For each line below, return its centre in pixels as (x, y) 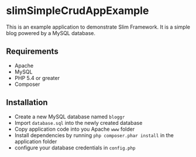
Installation (27, 102)
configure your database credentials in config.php (75, 148)
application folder (36, 141)
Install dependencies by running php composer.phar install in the (94, 135)
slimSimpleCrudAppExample (78, 11)
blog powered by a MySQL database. (51, 33)
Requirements (32, 52)
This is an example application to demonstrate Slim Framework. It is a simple (98, 27)
